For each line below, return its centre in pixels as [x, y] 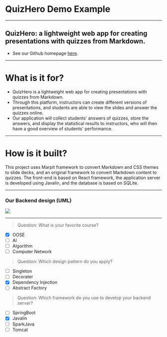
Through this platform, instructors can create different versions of [80, 102]
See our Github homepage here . [45, 53]
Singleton [22, 271]
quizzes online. [28, 113]
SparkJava [23, 324]
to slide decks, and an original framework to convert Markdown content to [81, 172]
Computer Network [32, 252]
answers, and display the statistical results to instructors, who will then [85, 123]
